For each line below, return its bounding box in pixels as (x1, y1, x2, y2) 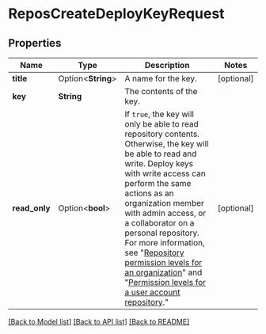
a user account (124, 287, 180, 298)
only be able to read (124, 119, 199, 129)
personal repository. (124, 227, 200, 238)
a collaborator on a (124, 218, 195, 228)
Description (144, 60, 190, 70)
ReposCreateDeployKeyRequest (8, 5, 225, 23)
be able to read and (124, 148, 197, 159)
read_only (12, 203, 51, 214)
